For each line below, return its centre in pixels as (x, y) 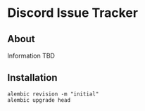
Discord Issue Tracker (73, 13)
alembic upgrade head (39, 100)
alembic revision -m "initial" (53, 94)
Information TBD (31, 55)
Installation (32, 78)
